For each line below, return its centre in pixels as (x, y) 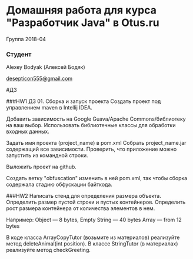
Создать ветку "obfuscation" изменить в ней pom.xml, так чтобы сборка (97, 178)
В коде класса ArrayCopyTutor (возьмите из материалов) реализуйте (93, 238)
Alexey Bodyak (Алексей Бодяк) (46, 67)
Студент (19, 54)
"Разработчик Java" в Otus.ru (83, 23)
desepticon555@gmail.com (39, 79)
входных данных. (28, 132)
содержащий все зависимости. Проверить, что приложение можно (91, 149)
